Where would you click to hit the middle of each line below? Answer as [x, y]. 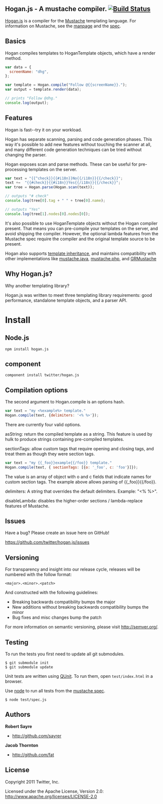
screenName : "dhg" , [29, 72]
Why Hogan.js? [29, 274]
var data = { [18, 67]
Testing [17, 642]
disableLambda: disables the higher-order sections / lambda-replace [74, 500]
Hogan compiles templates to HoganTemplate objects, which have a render [80, 53]
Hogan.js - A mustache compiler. [56, 9]
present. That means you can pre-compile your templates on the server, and [81, 228]
